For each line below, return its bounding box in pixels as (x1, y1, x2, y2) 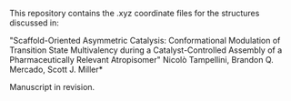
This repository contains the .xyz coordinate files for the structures (9, 8, 260, 18)
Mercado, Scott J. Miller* (9, 64, 104, 75)
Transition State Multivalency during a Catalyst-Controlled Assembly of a (9, 45, 283, 56)
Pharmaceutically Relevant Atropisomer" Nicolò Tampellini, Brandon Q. (9, 55, 275, 65)
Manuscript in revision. (9, 82, 95, 92)
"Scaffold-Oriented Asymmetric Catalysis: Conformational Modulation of (9, 35, 281, 45)
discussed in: (9, 17, 59, 28)
